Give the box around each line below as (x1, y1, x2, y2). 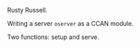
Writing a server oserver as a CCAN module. (7, 19, 134, 27)
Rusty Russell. (7, 6, 48, 14)
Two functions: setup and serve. (7, 33, 99, 41)
